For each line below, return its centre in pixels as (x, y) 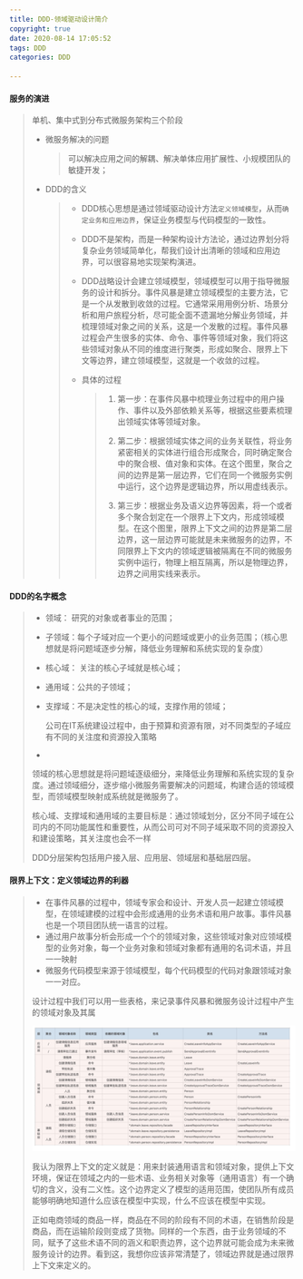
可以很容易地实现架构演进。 (149, 262)
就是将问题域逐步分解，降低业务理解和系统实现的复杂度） (161, 649)
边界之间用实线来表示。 (161, 574)
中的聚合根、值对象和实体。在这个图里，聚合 (201, 464)
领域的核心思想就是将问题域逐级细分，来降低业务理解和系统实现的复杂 (163, 774)
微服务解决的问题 (77, 140)
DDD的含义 (66, 190)
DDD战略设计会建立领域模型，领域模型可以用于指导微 (181, 281)
